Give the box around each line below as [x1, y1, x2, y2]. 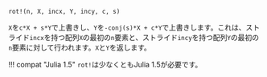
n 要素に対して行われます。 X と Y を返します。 [8, 43, 151, 52]
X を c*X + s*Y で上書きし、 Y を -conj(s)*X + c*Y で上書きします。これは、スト [8, 22, 260, 32]
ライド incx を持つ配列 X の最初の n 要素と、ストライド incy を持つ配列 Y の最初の [8, 33, 260, 42]
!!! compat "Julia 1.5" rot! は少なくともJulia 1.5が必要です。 [8, 60, 203, 69]
